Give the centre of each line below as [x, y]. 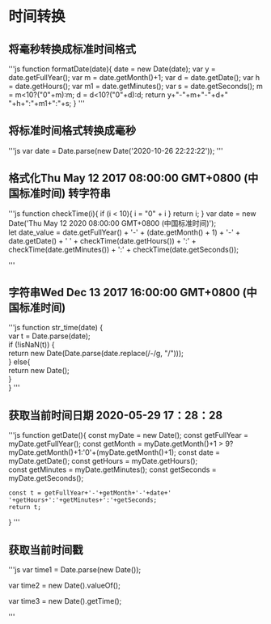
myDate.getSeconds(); [46, 478]
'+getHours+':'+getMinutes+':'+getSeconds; [83, 500]
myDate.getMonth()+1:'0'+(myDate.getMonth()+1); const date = [114, 452]
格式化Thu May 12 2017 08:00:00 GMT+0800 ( [128, 178]
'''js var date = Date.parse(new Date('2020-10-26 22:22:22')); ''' [116, 151]
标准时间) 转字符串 [65, 194]
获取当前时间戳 [46, 550]
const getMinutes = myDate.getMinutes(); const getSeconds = [112, 469]
